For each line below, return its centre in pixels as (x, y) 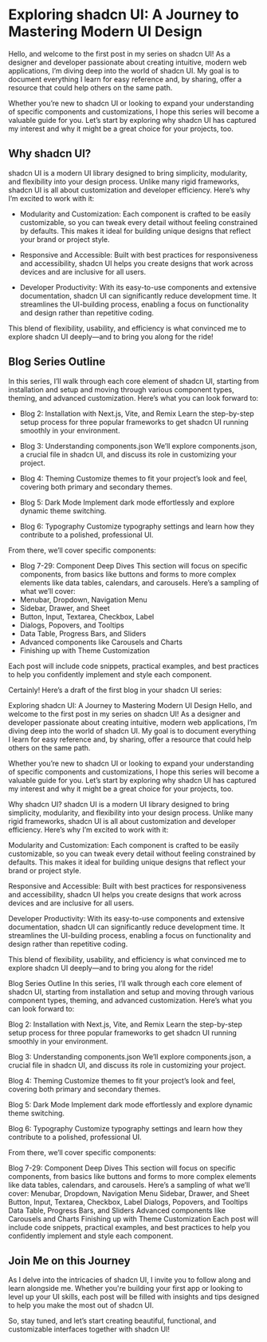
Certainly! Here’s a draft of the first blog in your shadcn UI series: (115, 690)
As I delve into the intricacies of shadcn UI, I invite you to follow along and (130, 1280)
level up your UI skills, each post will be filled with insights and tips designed (134, 1297)
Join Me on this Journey (69, 1260)
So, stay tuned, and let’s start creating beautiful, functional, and (112, 1321)
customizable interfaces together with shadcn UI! (89, 1329)
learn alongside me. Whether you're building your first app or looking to (126, 1289)
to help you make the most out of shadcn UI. (81, 1305)
